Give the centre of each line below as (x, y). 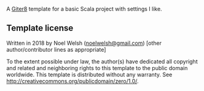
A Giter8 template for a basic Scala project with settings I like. (84, 9)
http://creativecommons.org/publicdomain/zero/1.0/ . (73, 81)
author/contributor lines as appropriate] (56, 49)
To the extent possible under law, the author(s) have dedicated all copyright (102, 61)
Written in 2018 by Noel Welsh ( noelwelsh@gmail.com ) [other (84, 43)
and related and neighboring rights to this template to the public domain (97, 68)
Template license (40, 28)
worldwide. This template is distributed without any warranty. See (89, 74)
